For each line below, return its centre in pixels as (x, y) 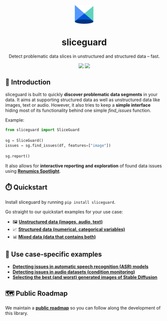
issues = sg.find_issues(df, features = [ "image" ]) (58, 146)
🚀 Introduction (28, 82)
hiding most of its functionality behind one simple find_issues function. (78, 110)
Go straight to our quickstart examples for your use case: (64, 212)
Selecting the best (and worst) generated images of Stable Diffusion (85, 277)
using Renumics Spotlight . (33, 171)
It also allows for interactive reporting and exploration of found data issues (83, 166)
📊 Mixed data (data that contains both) (54, 237)
